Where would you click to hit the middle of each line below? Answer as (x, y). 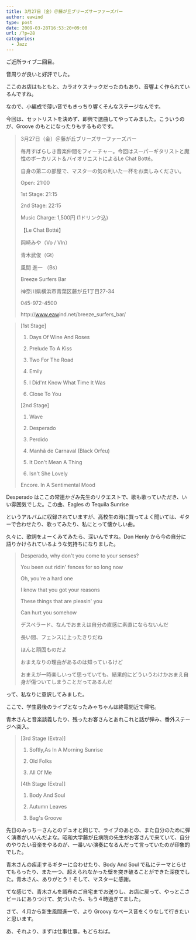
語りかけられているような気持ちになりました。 (62, 544)
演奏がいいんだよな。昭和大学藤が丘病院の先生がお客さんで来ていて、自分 (100, 837)
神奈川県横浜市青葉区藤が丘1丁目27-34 (67, 291)
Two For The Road (51, 360)
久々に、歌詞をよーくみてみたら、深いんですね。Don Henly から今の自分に (96, 536)
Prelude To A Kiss (50, 348)
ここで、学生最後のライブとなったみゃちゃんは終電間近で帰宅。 (83, 706)
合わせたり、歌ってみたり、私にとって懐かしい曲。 (77, 524)
